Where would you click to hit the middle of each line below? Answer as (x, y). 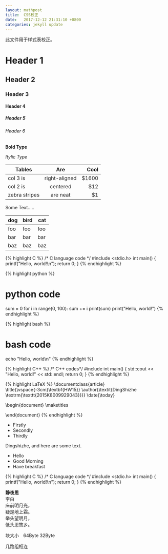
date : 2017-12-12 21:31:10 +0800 (43, 19)
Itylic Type (16, 156)
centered (60, 186)
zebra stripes (24, 194)
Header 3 (17, 94)
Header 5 (15, 118)
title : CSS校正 (22, 15)
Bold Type (16, 147)
